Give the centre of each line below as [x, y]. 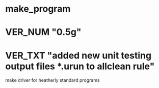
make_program [38, 9]
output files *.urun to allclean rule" [80, 66]
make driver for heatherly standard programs [53, 80]
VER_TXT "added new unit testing [78, 55]
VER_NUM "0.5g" [43, 32]
